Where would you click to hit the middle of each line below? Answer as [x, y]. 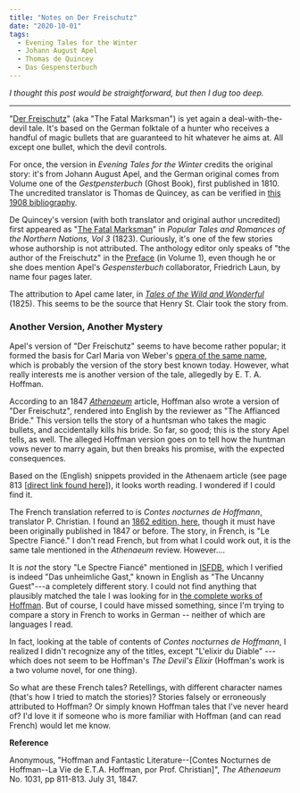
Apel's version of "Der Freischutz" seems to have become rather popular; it [148, 346]
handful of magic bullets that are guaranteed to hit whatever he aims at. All [146, 137]
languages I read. [41, 624]
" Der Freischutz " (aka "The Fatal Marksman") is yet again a [118, 118]
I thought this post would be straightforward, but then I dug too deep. [137, 93]
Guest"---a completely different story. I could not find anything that [133, 586]
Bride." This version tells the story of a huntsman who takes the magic [138, 420]
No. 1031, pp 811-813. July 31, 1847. [74, 780]
